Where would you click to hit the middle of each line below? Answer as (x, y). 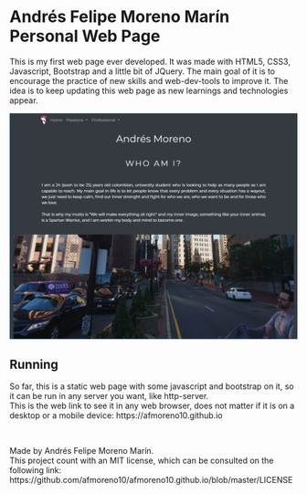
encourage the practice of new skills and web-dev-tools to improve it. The (149, 80)
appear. (24, 100)
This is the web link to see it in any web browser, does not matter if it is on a (152, 406)
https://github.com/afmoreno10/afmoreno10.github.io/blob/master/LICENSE (151, 480)
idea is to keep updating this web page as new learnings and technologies (149, 90)
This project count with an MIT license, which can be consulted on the (142, 461)
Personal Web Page (85, 36)
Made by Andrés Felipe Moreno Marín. (82, 451)
